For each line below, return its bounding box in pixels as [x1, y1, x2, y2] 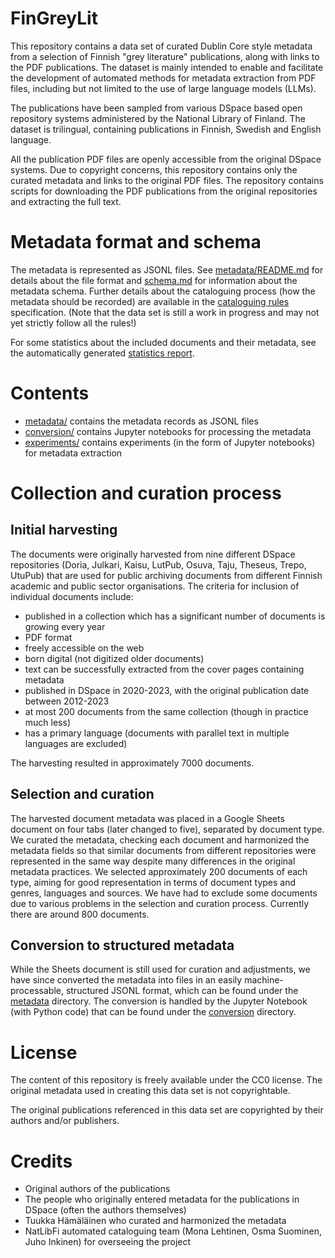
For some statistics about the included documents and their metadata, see [10, 336, 317, 348]
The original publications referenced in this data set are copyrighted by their [10, 1104, 324, 1116]
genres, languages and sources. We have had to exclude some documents [10, 887, 318, 899]
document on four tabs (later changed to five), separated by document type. [10, 823, 325, 835]
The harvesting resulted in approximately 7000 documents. [10, 757, 255, 769]
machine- [244, 974, 284, 986]
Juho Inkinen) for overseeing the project [24, 1236, 192, 1248]
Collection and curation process [10, 482, 282, 504]
